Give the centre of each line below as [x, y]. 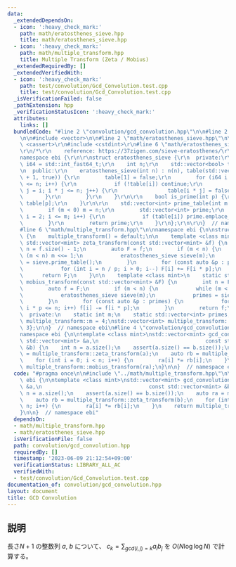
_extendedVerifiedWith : [48, 72]
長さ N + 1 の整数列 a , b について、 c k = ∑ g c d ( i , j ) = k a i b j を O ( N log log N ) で [113, 547]
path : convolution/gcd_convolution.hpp [72, 445]
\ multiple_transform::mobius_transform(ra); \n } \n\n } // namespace [122, 367]
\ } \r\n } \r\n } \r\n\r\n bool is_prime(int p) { [122, 197]
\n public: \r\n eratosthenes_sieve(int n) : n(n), [102, 171]
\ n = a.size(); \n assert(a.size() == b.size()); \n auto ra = [122, 393]
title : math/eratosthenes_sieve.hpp [74, 40]
